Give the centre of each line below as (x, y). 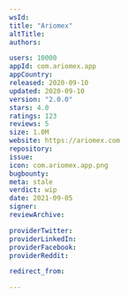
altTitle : (27, 34)
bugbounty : (29, 174)
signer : (23, 207)
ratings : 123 (33, 116)
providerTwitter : (41, 231)
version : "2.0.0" (41, 99)
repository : (31, 149)
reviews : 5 (29, 124)
